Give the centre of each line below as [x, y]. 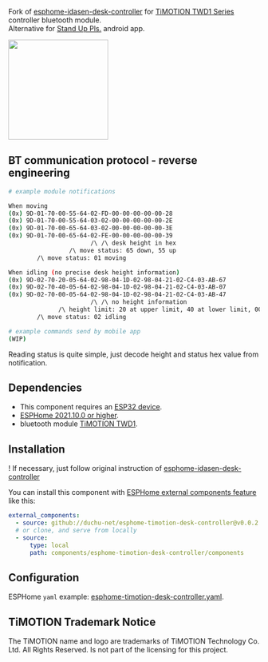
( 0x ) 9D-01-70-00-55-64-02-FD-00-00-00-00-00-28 [91, 213]
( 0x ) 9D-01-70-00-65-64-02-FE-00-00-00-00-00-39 [91, 236]
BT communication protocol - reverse [103, 160]
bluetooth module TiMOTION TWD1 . [79, 424]
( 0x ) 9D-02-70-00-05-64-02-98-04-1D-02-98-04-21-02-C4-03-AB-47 [117, 295]
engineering [39, 173]
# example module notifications [62, 191]
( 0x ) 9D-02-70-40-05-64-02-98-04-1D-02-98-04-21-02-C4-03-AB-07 [117, 287]
